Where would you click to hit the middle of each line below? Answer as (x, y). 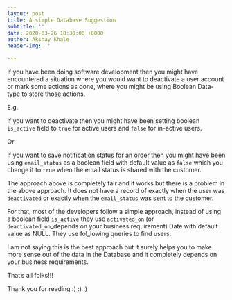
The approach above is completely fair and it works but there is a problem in (116, 183)
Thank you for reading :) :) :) (47, 289)
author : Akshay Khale (38, 40)
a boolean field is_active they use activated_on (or (81, 219)
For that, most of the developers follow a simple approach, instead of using (114, 211)
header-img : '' (29, 46)
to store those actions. (54, 94)
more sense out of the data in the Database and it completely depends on (112, 255)
